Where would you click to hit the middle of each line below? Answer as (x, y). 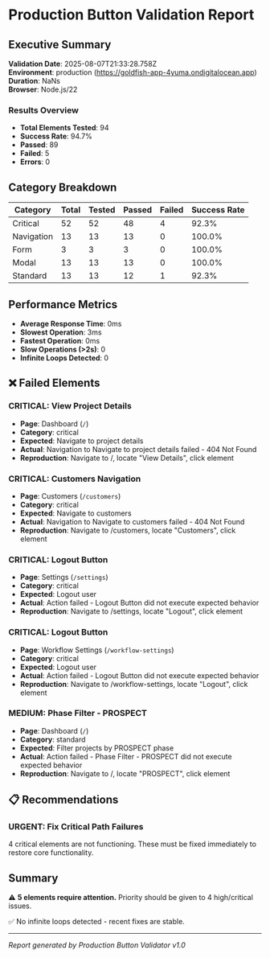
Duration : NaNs (35, 81)
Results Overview (43, 110)
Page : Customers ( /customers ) (70, 495)
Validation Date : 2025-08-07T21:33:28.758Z (83, 64)
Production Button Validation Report (131, 15)
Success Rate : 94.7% (56, 136)
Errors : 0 (35, 162)
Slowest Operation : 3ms (61, 332)
